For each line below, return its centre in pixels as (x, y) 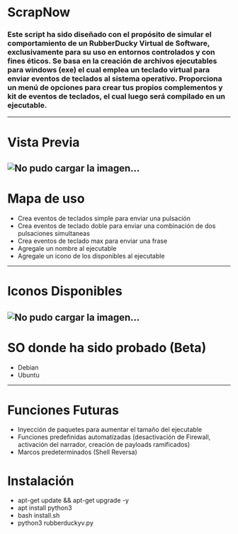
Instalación (41, 481)
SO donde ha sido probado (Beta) (107, 347)
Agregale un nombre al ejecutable (67, 248)
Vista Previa (44, 142)
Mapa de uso (46, 199)
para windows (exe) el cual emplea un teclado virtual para (109, 70)
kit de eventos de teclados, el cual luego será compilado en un (116, 96)
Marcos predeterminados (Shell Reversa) (78, 452)
